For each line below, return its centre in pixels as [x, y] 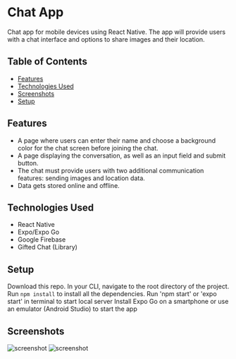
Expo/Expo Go [38, 232]
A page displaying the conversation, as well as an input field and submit [122, 155]
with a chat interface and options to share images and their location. [106, 39]
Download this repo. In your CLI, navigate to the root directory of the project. [118, 286]
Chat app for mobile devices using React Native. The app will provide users [117, 32]
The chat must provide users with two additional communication [111, 170]
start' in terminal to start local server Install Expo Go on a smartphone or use [118, 302]
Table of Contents [48, 62]
